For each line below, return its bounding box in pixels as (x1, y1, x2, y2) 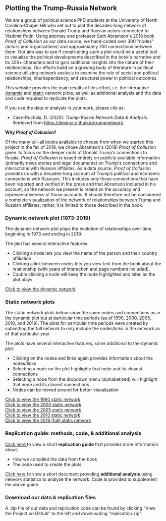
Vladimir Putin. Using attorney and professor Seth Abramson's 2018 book (5, 33, 155, 39)
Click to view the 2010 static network (5, 412, 81, 418)
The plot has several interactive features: (5, 240, 89, 247)
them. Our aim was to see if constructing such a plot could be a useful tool (5, 49, 158, 55)
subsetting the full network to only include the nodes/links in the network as (5, 326, 160, 332)
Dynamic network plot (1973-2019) (5, 214, 91, 221)
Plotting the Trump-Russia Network (5, 4, 117, 12)
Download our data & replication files (5, 494, 96, 501)
